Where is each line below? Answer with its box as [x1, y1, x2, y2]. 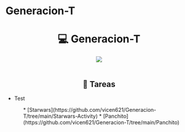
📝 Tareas [82, 79, 116, 89]
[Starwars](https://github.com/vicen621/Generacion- [27, 106, 157, 113]
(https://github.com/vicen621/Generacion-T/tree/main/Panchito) [23, 118, 180, 125]
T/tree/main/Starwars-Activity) [23, 112, 98, 120]
